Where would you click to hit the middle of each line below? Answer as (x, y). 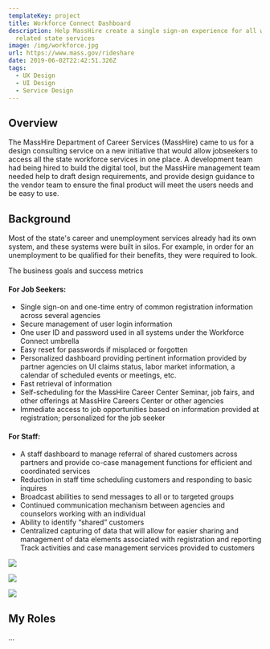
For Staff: (25, 436)
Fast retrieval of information (66, 384)
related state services (55, 38)
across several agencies (60, 316)
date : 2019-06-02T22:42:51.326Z (62, 61)
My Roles (32, 618)
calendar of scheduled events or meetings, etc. (98, 375)
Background (39, 219)
